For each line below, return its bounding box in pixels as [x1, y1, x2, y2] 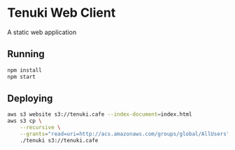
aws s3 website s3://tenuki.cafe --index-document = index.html [7, 111, 192, 118]
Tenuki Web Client [7, 5, 116, 21]
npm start [7, 73, 36, 80]
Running [7, 48, 45, 60]
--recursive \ [20, 124, 61, 131]
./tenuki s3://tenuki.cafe [20, 137, 99, 144]
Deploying [7, 92, 53, 104]
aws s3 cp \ [7, 117, 42, 125]
